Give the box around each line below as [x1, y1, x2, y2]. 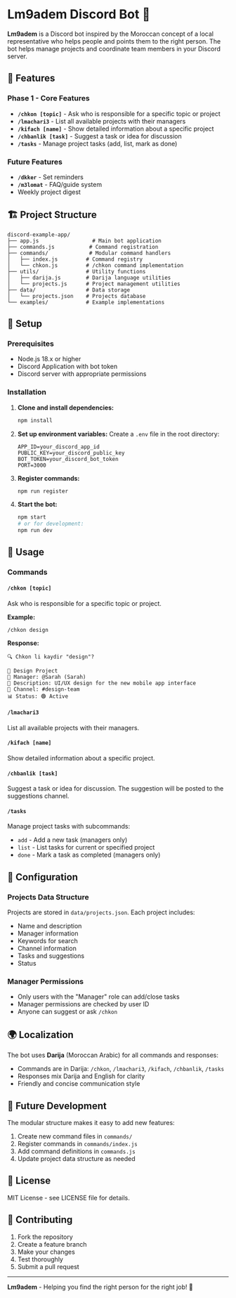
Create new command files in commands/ [17, 1132, 133, 1141]
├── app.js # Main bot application [7, 237, 162, 245]
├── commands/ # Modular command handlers [7, 249, 171, 257]
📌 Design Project [7, 667, 58, 674]
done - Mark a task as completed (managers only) [17, 850, 161, 859]
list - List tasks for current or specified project [17, 843, 155, 852]
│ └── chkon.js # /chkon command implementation [7, 261, 184, 269]
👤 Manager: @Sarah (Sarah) [7, 673, 86, 680]
